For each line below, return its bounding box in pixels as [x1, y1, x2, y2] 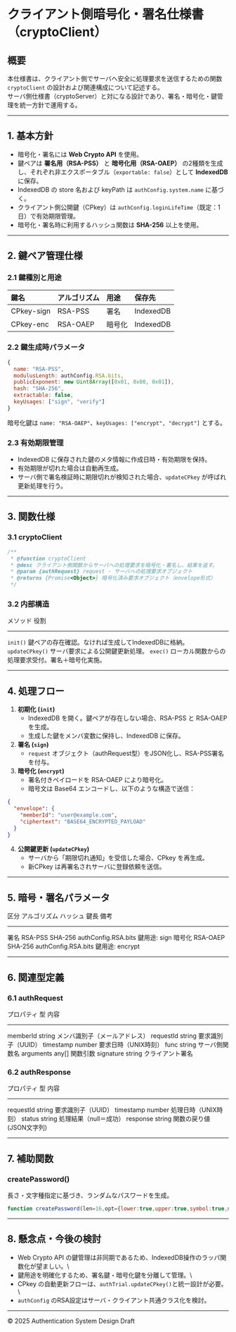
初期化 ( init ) [17, 705, 55, 714]
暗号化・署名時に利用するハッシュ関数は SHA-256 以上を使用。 [17, 220, 203, 229]
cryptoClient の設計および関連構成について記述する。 [7, 83, 164, 92]
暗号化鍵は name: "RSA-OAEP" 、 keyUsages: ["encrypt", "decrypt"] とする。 [7, 418, 227, 427]
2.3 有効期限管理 [7, 438, 64, 448]
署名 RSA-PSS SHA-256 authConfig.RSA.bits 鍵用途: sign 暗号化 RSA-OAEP [7, 934, 225, 942]
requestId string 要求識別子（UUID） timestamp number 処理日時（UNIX [7, 1106, 217, 1114]
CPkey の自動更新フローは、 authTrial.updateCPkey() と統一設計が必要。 [17, 1279, 228, 1288]
